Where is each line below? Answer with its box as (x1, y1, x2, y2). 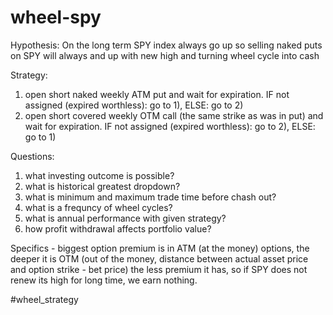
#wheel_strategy (10, 293, 79, 305)
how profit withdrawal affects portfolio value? (24, 222, 212, 235)
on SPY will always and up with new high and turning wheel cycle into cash (10, 49, 320, 61)
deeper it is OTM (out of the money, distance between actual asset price (10, 252, 309, 265)
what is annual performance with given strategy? (24, 212, 227, 224)
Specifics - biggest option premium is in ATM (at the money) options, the (10, 242, 310, 254)
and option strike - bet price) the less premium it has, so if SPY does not (10, 263, 308, 275)
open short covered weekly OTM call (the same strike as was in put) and (24, 109, 324, 121)
